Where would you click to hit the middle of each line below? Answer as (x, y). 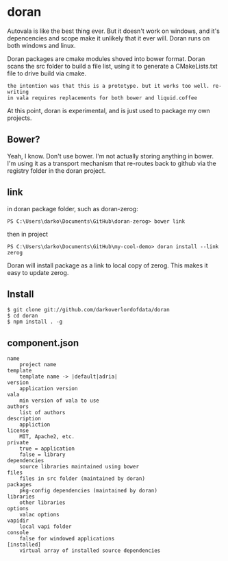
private (18, 443)
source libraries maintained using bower (79, 467)
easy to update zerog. (38, 272)
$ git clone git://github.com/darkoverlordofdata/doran (88, 310)
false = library (43, 455)
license (18, 431)
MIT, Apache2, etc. (47, 437)
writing (18, 92)
